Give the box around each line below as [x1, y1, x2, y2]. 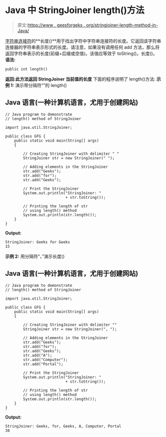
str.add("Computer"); [23, 357, 68, 362]
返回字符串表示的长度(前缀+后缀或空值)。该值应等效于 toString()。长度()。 [5, 50, 158, 56]
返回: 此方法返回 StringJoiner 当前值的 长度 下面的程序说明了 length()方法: [5, 76, 156, 82]
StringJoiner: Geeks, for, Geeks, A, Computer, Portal [5, 424, 122, 429]
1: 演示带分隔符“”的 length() [10, 82, 67, 88]
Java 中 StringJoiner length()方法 [5, 4, 145, 16]
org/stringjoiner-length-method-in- [86, 22, 158, 28]
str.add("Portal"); [23, 362, 64, 367]
